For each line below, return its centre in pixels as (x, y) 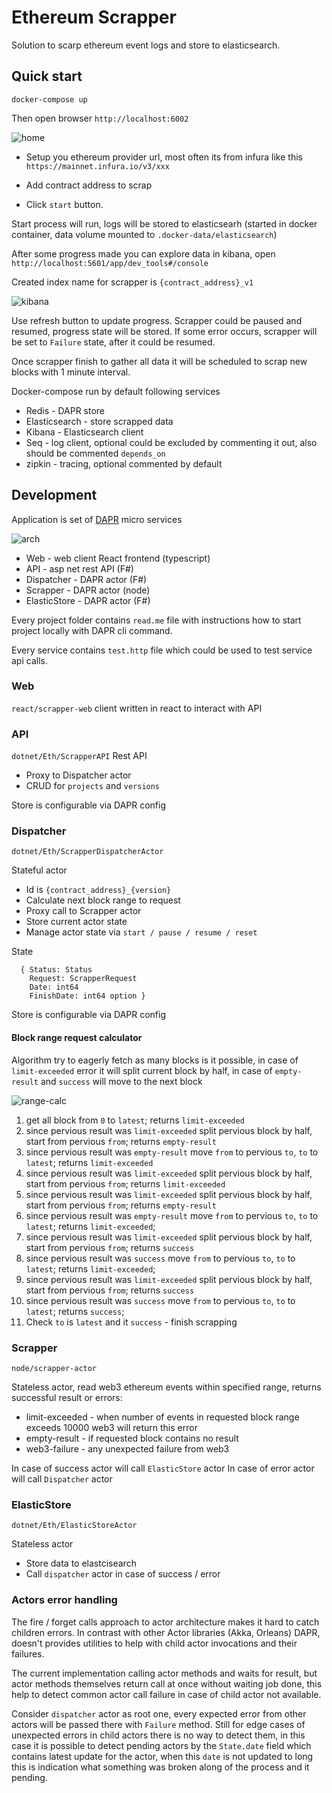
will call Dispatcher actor (62, 1478)
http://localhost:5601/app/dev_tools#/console (110, 263)
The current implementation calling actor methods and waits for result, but (164, 1673)
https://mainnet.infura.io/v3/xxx (97, 166)
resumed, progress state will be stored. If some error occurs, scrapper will (164, 331)
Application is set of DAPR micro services (97, 519)
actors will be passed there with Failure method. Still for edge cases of (158, 1724)
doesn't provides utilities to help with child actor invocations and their (154, 1643)
